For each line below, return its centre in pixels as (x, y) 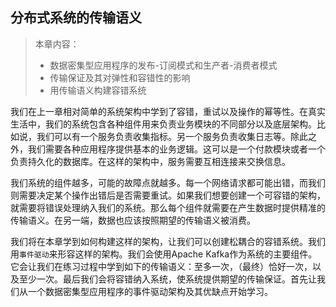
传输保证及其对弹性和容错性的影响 (120, 77)
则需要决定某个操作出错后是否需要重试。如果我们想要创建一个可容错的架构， (168, 195)
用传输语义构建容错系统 (98, 90)
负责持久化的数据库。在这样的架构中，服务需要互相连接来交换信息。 (150, 161)
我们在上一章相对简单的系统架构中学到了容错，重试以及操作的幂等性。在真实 (168, 111)
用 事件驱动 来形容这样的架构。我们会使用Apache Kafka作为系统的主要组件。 (164, 254)
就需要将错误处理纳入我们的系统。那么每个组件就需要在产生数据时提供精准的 (168, 207)
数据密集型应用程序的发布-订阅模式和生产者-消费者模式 (163, 65)
